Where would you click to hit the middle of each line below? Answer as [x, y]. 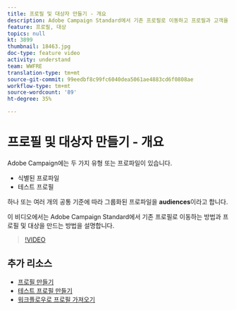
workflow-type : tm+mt [39, 86]
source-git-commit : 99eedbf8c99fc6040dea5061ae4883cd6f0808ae [100, 79]
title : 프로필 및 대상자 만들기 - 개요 [57, 14]
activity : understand [39, 60]
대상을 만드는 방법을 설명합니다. [71, 225]
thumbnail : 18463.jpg [39, 46]
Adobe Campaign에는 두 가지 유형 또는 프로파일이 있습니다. [90, 163]
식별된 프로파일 [38, 178]
